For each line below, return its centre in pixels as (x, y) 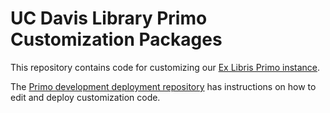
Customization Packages (116, 39)
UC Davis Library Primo (109, 18)
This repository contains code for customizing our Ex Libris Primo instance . (165, 67)
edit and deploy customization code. (85, 97)
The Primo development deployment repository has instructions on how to (163, 86)
